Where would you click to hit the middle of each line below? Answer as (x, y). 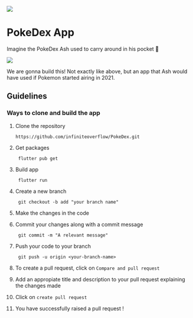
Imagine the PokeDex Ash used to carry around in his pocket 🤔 (83, 49)
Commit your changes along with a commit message (79, 224)
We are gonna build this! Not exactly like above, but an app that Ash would (97, 71)
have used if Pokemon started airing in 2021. (61, 77)
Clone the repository (40, 126)
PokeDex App (40, 33)
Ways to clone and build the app (54, 113)
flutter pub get (38, 158)
